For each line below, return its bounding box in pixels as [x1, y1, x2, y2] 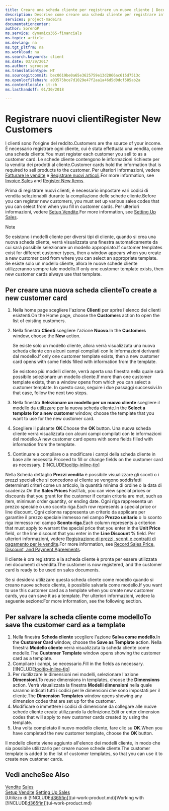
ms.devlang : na [5, 40, 37, 45]
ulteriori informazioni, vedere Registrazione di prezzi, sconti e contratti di [5, 536, 156, 542]
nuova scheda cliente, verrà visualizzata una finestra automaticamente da [5, 239, 158, 245]
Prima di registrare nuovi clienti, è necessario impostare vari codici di [5, 187, 148, 194]
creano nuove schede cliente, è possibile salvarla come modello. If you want [5, 582, 162, 588]
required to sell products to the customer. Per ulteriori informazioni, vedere [5, 167, 160, 173]
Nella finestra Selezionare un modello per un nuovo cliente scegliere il [12, 400, 160, 406]
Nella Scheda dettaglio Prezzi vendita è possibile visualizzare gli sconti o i [5, 472, 159, 478]
